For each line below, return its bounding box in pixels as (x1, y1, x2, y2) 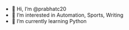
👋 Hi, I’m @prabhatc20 (11, 6, 66, 12)
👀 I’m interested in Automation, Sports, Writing (11, 12, 124, 18)
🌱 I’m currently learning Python (11, 18, 87, 24)
